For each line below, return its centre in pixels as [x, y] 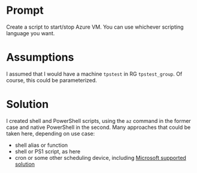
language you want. [31, 33]
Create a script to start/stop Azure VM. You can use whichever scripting [95, 27]
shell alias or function [41, 145]
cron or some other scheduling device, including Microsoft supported [101, 157]
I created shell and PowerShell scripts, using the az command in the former [99, 121]
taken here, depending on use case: [51, 133]
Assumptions [40, 58]
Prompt [25, 10]
